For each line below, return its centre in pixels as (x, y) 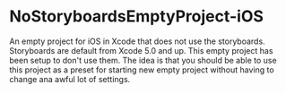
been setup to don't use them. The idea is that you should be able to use (143, 60)
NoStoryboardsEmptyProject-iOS (137, 17)
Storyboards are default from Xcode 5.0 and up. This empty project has (141, 50)
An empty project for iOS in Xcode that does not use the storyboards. (138, 41)
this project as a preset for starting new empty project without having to (142, 70)
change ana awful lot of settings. (70, 79)
